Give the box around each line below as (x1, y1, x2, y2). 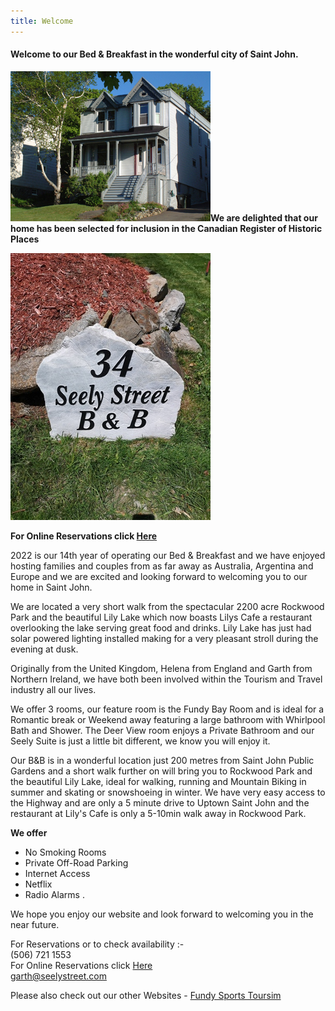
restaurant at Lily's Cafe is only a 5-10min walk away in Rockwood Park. (10, 807, 307, 819)
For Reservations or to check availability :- (10, 938, 185, 950)
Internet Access (24, 867, 91, 879)
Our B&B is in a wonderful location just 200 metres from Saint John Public (10, 754, 315, 766)
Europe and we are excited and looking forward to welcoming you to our (10, 570, 308, 582)
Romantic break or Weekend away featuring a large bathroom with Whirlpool (10, 713, 326, 725)
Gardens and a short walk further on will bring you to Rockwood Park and (10, 765, 313, 777)
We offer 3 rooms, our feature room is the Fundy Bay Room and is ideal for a (10, 703, 325, 715)
